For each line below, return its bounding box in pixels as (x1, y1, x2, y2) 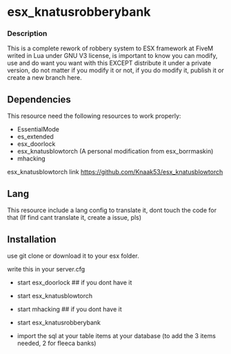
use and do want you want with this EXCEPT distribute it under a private (7, 59, 212, 67)
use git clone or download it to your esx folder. (7, 251, 139, 260)
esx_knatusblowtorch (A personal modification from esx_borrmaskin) (17, 147, 214, 156)
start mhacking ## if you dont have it (17, 304, 122, 313)
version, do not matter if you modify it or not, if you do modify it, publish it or (7, 66, 224, 74)
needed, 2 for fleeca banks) (17, 339, 97, 347)
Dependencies (7, 94, 71, 105)
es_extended (17, 132, 54, 141)
